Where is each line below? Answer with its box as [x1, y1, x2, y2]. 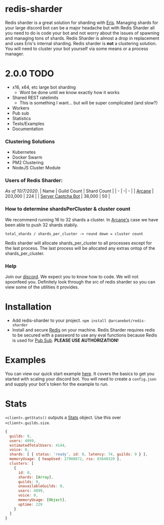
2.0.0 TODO [5, 68, 54, 79]
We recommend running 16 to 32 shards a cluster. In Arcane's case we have [5, 216, 158, 222]
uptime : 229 [18, 502, 43, 507]
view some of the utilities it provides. [5, 284, 79, 290]
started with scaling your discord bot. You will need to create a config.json [5, 376, 157, 382]
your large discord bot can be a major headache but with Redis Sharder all [5, 24, 155, 30]
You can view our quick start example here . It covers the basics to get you [5, 371, 155, 377]
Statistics [12, 115, 31, 121]
